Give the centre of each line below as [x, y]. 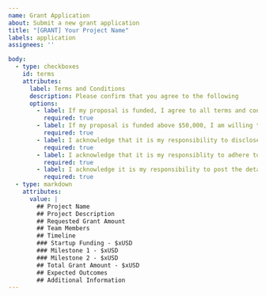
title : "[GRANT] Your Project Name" [68, 30]
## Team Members [63, 229]
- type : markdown [44, 184]
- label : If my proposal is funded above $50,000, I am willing [145, 126]
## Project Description [76, 214]
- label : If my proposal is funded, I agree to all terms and [141, 111]
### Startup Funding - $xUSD [85, 243]
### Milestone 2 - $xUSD [78, 258]
